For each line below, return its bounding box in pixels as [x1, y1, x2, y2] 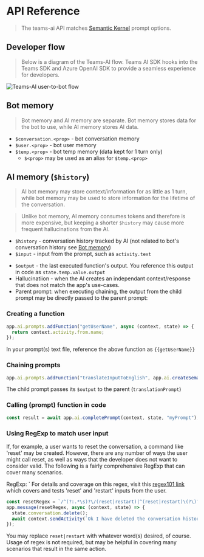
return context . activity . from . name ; [12, 329, 104, 335]
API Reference [6, 4, 80, 18]
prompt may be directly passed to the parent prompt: [15, 294, 148, 302]
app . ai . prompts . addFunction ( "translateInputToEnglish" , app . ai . [6, 375, 172, 381]
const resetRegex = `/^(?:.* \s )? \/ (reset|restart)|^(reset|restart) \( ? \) [6, 499, 197, 505]
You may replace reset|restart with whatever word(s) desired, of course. [6, 532, 191, 539]
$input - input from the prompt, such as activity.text [15, 251, 152, 258]
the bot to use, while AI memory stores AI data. [21, 123, 139, 130]
